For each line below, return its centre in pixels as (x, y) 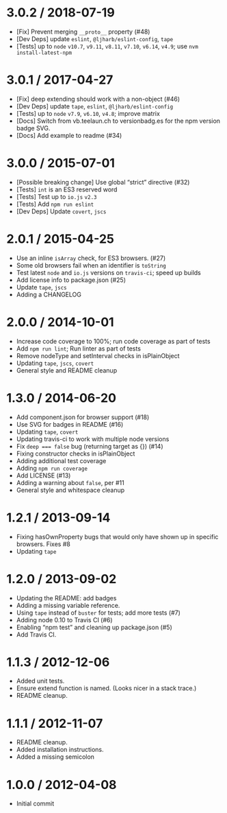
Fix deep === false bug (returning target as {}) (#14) (90, 446)
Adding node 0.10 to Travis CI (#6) (65, 620)
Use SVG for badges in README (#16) (70, 424)
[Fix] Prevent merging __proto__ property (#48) (83, 32)
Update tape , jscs (42, 287)
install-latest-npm (44, 53)
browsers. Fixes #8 (43, 544)
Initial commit (35, 803)
